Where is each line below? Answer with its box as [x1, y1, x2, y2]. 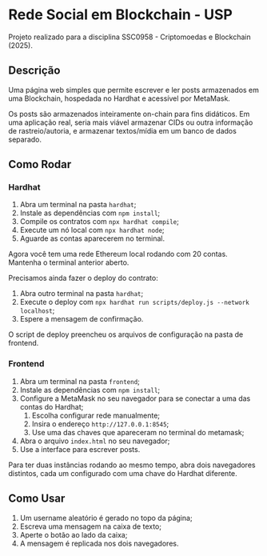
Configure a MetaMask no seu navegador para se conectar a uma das [19, 394, 251, 403]
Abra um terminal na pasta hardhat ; [19, 200, 137, 210]
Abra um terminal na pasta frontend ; [19, 376, 140, 386]
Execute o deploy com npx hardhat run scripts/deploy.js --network [19, 298, 249, 307]
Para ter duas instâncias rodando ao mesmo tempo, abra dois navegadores [8, 460, 256, 470]
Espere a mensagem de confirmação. [19, 314, 144, 324]
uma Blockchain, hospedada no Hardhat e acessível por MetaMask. [8, 94, 230, 103]
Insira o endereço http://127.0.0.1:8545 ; [31, 418, 169, 429]
